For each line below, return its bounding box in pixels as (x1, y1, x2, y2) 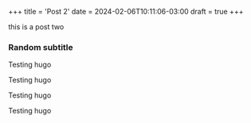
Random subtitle (8, 41, 73, 52)
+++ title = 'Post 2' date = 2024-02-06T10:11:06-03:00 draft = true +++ (8, 7, 244, 16)
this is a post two (8, 22, 65, 31)
